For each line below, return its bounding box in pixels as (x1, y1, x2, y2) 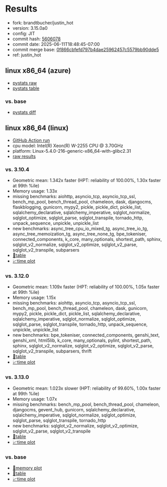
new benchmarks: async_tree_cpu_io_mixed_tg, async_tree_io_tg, (12, 225, 148, 232)
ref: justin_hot (12, 51, 41, 58)
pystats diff (12, 109, 36, 115)
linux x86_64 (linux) (5, 124, 69, 133)
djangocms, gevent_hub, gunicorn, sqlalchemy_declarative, (12, 406, 136, 412)
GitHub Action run (12, 137, 50, 143)
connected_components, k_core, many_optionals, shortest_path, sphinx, (12, 236, 162, 242)
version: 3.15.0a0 (12, 25, 48, 31)
